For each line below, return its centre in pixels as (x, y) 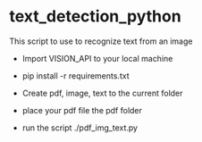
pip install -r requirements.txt (76, 75)
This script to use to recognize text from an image (101, 41)
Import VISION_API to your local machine (97, 58)
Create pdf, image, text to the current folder (102, 93)
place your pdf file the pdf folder (82, 110)
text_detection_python (95, 17)
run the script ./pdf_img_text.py (80, 128)
